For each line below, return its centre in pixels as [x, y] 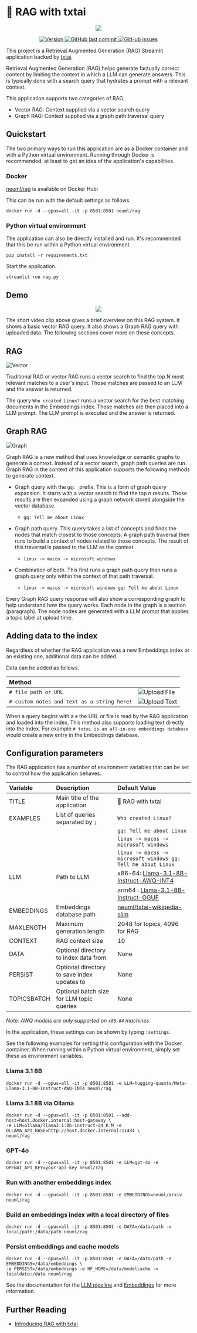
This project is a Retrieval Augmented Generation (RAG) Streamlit [85, 50]
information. [21, 1291]
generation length [80, 931]
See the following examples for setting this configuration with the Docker [94, 1043]
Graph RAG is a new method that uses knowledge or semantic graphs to [93, 456]
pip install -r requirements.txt [47, 256]
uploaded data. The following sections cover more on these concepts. [91, 333]
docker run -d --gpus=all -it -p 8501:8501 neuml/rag [73, 211]
